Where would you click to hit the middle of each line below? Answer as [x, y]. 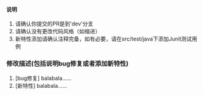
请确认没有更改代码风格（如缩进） [58, 31]
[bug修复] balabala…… [43, 78]
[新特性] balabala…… [41, 85]
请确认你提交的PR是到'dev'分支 [54, 24]
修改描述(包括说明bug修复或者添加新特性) [67, 64]
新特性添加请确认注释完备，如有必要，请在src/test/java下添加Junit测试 [104, 39]
